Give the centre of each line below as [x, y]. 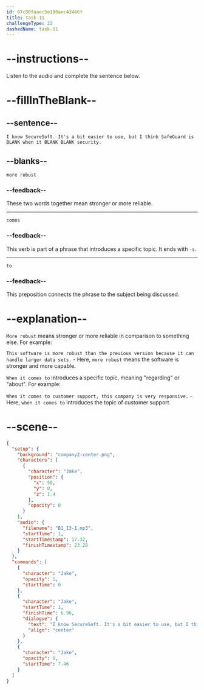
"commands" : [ [29, 562]
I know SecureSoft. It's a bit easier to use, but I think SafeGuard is [100, 137]
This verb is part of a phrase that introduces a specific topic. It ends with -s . [101, 249]
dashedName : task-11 [32, 29]
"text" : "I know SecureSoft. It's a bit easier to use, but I [108, 624]
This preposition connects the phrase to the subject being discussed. [93, 294]
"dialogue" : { [40, 619]
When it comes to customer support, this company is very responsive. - [100, 396]
